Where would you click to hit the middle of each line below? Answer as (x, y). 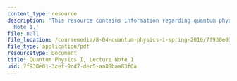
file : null (23, 33)
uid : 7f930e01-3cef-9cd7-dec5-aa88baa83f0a (72, 66)
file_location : (30, 40)
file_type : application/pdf (49, 46)
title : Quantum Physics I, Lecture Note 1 (71, 60)
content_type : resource (42, 14)
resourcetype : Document (42, 54)
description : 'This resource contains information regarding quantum (112, 20)
